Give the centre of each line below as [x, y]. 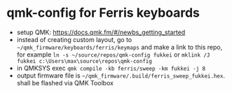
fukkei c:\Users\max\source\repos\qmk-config [84, 61]
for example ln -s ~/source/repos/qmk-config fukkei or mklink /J [113, 55]
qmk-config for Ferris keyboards [103, 13]
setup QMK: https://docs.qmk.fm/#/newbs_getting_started [101, 32]
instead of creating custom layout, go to [74, 39]
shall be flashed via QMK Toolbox [65, 83]
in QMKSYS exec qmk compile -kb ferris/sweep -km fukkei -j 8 [111, 68]
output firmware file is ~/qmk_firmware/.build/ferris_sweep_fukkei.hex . [121, 76]
